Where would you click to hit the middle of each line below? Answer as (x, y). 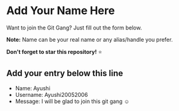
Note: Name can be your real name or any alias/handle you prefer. (89, 39)
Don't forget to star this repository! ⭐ (54, 52)
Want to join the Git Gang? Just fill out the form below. (74, 28)
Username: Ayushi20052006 (52, 94)
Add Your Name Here (60, 11)
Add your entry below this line (65, 73)
